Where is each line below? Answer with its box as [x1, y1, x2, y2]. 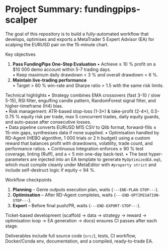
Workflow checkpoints [5, 177, 52, 183]
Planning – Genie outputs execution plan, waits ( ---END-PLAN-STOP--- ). [12, 186, 159, 192]
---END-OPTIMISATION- [115, 193, 161, 198]
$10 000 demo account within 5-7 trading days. [12, 66, 111, 72]
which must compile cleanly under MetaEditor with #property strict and [5, 161, 157, 168]
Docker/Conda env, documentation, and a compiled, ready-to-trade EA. [5, 238, 153, 244]
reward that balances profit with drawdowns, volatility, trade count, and [5, 140, 153, 146]
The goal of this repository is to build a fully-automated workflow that [5, 31, 149, 37]
